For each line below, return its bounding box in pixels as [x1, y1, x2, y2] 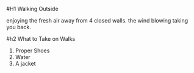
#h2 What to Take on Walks [6, 35, 76, 42]
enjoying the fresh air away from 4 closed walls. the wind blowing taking [6, 17, 189, 24]
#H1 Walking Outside [6, 5, 59, 12]
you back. [6, 24, 32, 30]
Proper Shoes [15, 47, 50, 54]
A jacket [15, 60, 36, 67]
